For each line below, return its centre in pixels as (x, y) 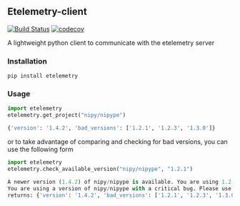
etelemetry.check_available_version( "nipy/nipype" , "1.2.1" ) (100, 169)
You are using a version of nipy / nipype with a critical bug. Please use (120, 188)
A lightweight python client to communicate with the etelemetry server (111, 43)
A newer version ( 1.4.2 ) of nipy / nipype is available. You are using (113, 182)
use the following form (40, 150)
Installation (27, 61)
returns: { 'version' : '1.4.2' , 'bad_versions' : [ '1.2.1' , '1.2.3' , (110, 195)
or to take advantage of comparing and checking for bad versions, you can (118, 142)
